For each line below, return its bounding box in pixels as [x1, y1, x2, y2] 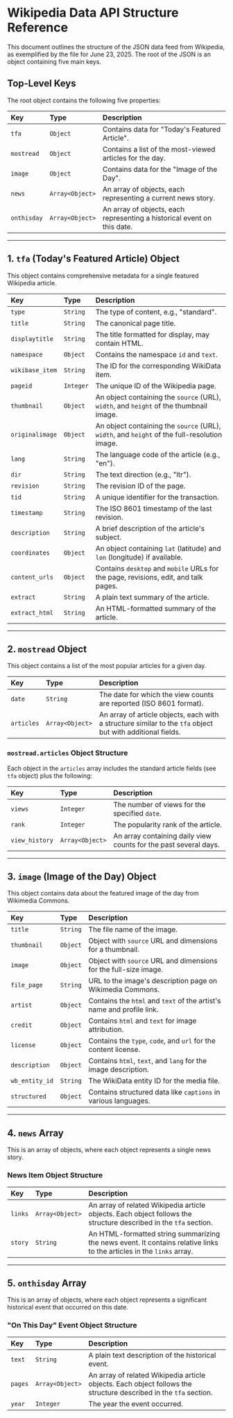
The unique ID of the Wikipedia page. [95, 381, 216, 390]
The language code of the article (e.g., [95, 449, 221, 459]
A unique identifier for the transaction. [95, 492, 220, 502]
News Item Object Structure [7, 1170, 103, 1180]
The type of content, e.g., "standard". [95, 307, 217, 317]
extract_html [10, 609, 54, 616]
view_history [10, 836, 54, 844]
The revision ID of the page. [95, 481, 186, 491]
